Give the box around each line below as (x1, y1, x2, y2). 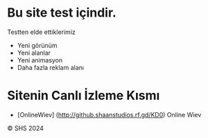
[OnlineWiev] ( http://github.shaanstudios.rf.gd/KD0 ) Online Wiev (17, 110, 202, 119)
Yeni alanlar (17, 49, 51, 57)
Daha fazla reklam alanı (17, 63, 85, 71)
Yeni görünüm (17, 41, 58, 49)
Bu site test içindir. (7, 5, 116, 21)
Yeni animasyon (17, 55, 63, 64)
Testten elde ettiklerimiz (7, 28, 76, 36)
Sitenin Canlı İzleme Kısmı (7, 88, 160, 103)
